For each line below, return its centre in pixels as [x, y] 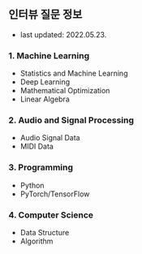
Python [32, 185]
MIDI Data [37, 146]
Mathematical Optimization [65, 91]
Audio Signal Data [50, 138]
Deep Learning [45, 82]
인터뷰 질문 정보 [45, 15]
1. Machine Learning [49, 55]
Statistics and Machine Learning [74, 73]
